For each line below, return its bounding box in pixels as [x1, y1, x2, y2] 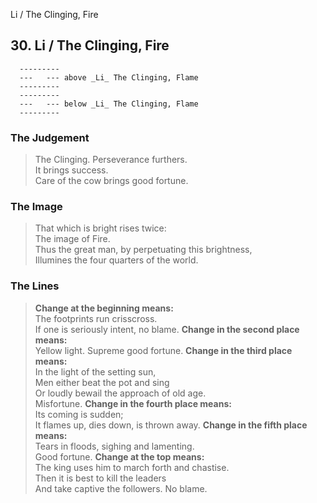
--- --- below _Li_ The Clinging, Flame [19, 99, 199, 109]
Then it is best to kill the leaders [34, 472, 167, 484]
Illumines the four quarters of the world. [34, 254, 199, 266]
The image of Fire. [34, 233, 111, 245]
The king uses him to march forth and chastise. [34, 461, 230, 473]
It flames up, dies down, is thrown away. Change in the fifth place [34, 419, 308, 431]
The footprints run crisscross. [34, 312, 158, 324]
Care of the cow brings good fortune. [34, 175, 189, 187]
